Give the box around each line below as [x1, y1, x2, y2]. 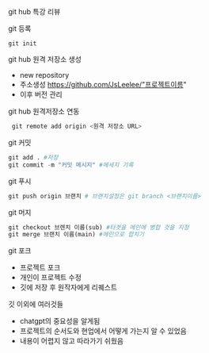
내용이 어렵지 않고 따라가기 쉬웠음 [19, 336, 124, 346]
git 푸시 [8, 176, 32, 186]
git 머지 [8, 207, 32, 217]
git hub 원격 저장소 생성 [8, 55, 82, 63]
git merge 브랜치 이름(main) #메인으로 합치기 [8, 231, 145, 239]
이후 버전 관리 [19, 90, 63, 99]
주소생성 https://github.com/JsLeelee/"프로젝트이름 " [19, 80, 188, 89]
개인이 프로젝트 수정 [19, 273, 82, 282]
